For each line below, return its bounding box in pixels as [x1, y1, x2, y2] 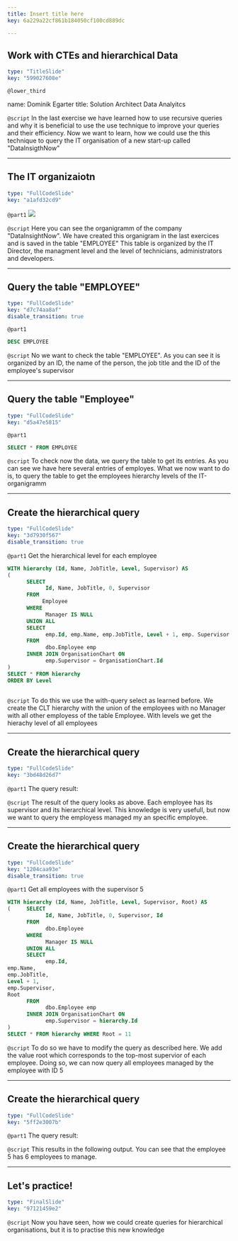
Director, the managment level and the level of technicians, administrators [7, 246, 222, 255]
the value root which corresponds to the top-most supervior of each [7, 1050, 207, 1060]
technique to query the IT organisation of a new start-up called [7, 136, 191, 145]
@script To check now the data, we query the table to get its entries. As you [7, 456, 229, 465]
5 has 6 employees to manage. [7, 1152, 97, 1161]
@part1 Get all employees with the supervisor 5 [7, 885, 144, 894]
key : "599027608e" [7, 75, 62, 82]
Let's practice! [7, 1179, 73, 1191]
